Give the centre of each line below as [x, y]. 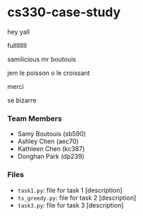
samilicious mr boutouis [42, 59]
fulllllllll [17, 45]
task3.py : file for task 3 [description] [70, 205]
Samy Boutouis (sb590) [52, 134]
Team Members [35, 119]
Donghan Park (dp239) [51, 157]
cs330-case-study [64, 12]
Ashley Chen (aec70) [48, 141]
